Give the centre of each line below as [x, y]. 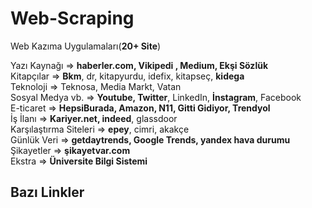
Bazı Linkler [47, 192]
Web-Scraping [72, 18]
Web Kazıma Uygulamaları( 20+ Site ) [86, 46]
